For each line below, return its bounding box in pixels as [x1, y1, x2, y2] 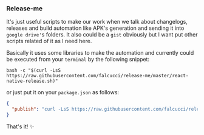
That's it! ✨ [6, 123, 35, 130]
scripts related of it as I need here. [6, 38, 92, 45]
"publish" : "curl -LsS [12, 106, 69, 112]
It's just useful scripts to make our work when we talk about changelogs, [6, 18, 188, 26]
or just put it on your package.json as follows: [6, 89, 120, 96]
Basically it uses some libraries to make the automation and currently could [6, 49, 194, 57]
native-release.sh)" [6, 78, 59, 85]
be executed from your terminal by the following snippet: [6, 56, 150, 63]
